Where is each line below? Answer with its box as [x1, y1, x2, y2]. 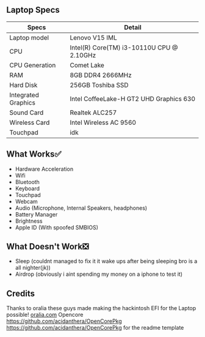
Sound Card [9, 108, 44, 117]
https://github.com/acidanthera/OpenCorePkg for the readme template [6, 324, 184, 331]
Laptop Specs [6, 5, 60, 15]
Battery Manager [15, 210, 58, 218]
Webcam [15, 198, 38, 205]
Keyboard [15, 185, 40, 192]
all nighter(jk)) [15, 264, 51, 272]
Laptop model [9, 33, 49, 42]
